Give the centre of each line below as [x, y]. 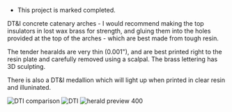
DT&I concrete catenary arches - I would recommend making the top [106, 23]
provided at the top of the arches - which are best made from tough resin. [113, 38]
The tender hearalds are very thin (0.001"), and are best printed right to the [115, 52]
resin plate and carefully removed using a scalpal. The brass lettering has [113, 59]
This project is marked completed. [67, 10]
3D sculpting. [26, 66]
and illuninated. [29, 87]
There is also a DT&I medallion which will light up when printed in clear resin [116, 80]
